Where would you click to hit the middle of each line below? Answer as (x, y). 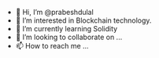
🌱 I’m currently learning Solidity (67, 29)
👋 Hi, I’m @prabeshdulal (55, 12)
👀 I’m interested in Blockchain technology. (83, 20)
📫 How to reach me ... (52, 46)
